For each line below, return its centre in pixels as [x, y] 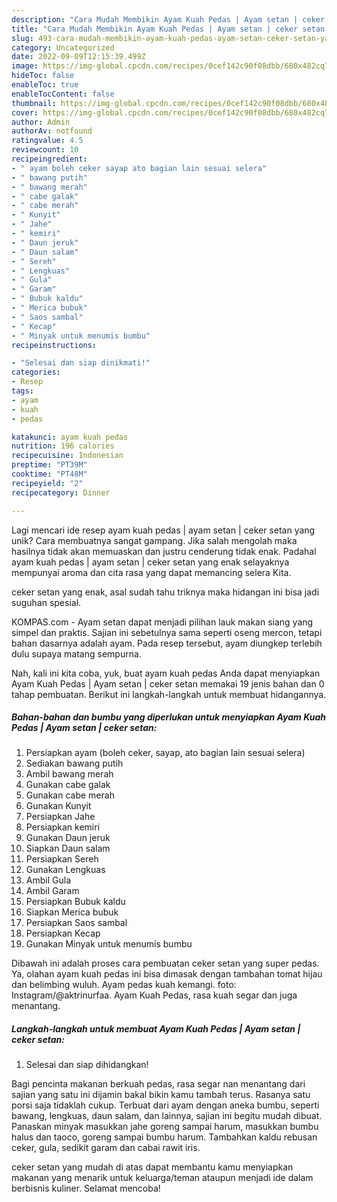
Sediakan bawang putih [74, 763]
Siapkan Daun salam [68, 848]
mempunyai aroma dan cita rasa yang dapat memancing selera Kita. [151, 572]
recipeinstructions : [54, 345]
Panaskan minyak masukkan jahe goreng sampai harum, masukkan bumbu [165, 1127]
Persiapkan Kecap [63, 933]
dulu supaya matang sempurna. [76, 653]
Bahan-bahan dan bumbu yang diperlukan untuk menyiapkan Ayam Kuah [169, 717]
